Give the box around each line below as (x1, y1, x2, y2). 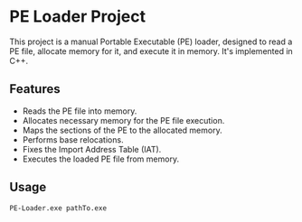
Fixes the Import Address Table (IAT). (22, 143, 162, 154)
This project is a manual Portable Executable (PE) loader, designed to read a (9, 36, 293, 47)
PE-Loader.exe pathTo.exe (9, 203, 107, 213)
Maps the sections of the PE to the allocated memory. (22, 125, 223, 135)
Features (9, 81, 61, 97)
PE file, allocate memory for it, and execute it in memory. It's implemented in (9, 45, 294, 56)
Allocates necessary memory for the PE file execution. (22, 115, 225, 125)
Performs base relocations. (22, 134, 124, 145)
